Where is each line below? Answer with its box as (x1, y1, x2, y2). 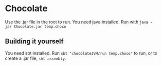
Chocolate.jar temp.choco (14, 24, 67, 29)
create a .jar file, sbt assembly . (5, 55, 67, 61)
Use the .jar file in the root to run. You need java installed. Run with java (5, 19, 148, 25)
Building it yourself (5, 37, 64, 46)
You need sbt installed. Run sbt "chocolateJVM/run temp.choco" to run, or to (5, 50, 158, 56)
